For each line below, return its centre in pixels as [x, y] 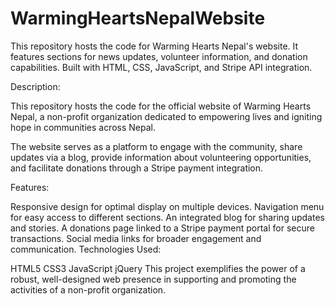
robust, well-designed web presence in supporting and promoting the [153, 279]
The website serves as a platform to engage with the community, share [156, 146]
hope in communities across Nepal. [83, 127]
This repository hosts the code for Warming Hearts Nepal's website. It [154, 46]
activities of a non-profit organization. [88, 289]
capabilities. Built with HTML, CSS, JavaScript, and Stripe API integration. [161, 67]
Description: [35, 86]
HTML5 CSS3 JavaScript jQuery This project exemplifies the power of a [158, 268]
